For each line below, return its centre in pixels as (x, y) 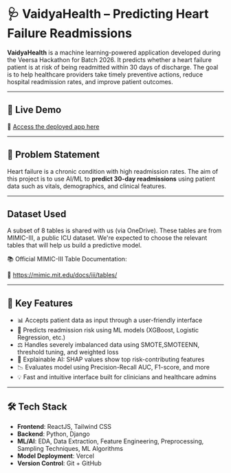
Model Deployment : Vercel (56, 456)
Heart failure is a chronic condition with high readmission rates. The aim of (113, 171)
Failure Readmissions (70, 33)
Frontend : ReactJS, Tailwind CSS (64, 426)
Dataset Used (37, 214)
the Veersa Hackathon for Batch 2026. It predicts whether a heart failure (109, 59)
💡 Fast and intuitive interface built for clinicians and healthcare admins (117, 377)
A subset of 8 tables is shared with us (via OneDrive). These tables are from (114, 231)
